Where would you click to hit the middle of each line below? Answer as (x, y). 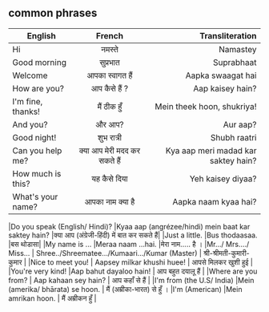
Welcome (30, 75)
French (110, 35)
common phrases (53, 13)
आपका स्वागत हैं (110, 75)
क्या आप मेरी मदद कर (110, 150)
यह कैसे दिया (110, 178)
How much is (37, 173)
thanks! (26, 111)
